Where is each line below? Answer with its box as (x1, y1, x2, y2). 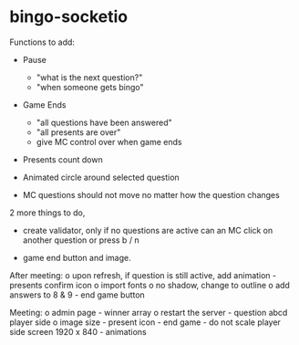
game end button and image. (22, 252, 131, 263)
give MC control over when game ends (36, 136, 182, 147)
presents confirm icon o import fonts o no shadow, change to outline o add (9, 279, 290, 290)
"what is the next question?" (36, 71, 143, 83)
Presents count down (22, 153, 103, 165)
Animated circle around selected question (22, 172, 180, 183)
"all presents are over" (36, 126, 121, 138)
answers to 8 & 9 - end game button (9, 289, 146, 300)
